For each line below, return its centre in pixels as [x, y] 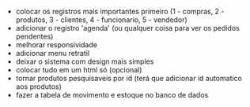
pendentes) [34, 36]
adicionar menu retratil [52, 53]
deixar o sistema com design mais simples [85, 61]
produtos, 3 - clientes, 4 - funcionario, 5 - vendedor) [101, 20]
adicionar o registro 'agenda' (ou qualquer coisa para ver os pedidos [127, 28]
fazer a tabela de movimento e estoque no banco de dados [112, 95]
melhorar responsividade [56, 45]
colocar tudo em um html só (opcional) [79, 70]
